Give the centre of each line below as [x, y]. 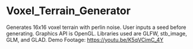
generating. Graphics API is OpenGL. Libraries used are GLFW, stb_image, [96, 33]
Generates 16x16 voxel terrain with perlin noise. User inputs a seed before [96, 27]
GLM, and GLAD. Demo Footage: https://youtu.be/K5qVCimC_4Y [85, 40]
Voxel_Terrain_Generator [68, 11]
